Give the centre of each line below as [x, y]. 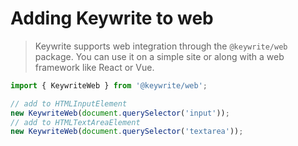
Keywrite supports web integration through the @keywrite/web [161, 46]
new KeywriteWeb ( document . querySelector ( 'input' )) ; [120, 113]
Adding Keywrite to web [112, 18]
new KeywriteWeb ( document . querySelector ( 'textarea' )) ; [127, 132]
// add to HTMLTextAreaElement [75, 122]
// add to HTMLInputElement [69, 103]
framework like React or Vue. [94, 67]
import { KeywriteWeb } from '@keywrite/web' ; [109, 85]
